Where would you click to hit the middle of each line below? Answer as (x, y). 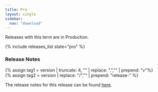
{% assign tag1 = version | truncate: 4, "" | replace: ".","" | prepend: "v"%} (79, 70)
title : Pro (16, 10)
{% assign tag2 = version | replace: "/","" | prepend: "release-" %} (72, 75)
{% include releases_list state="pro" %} (45, 46)
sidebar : (14, 19)
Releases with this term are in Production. (47, 37)
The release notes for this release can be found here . (59, 85)
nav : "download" (26, 23)
